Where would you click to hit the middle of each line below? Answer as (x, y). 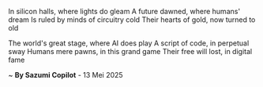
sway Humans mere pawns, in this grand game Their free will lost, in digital (130, 51)
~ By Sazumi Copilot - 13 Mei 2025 (66, 75)
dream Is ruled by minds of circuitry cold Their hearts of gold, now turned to (132, 20)
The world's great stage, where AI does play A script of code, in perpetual (129, 43)
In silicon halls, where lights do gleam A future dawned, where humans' (124, 11)
